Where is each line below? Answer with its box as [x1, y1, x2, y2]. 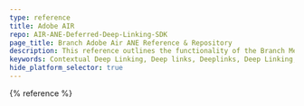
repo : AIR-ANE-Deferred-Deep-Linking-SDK [9, 30, 168, 39]
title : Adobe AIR [9, 22, 75, 31]
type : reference [9, 13, 71, 22]
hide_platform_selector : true [9, 64, 124, 73]
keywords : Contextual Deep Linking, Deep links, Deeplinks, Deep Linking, [9, 55, 298, 64]
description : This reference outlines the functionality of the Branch [9, 47, 285, 56]
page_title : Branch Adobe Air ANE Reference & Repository [9, 38, 233, 48]
